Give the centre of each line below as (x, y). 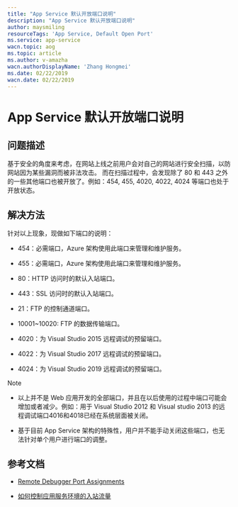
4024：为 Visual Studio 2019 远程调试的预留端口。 (91, 369)
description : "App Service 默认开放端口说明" (72, 21)
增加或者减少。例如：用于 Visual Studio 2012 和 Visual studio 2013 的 (118, 407)
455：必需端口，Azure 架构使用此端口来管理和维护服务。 (101, 264)
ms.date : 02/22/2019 (38, 73)
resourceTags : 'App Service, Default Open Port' (80, 34)
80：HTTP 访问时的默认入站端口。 (68, 279)
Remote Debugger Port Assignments (71, 481)
